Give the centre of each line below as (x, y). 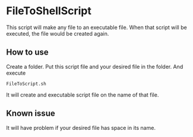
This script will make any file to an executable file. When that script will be (96, 27)
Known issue (31, 114)
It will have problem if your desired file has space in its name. (81, 128)
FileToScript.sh (26, 84)
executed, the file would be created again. (58, 33)
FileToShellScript (49, 11)
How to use (27, 52)
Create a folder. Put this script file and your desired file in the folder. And (95, 66)
